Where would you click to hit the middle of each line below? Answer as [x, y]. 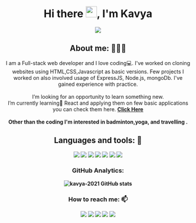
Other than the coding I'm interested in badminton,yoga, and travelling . [98, 122]
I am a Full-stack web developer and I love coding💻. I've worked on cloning [98, 63]
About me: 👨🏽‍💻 [98, 48]
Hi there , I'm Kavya [98, 14]
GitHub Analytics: [98, 170]
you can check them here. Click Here [98, 109]
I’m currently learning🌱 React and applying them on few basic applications [98, 103]
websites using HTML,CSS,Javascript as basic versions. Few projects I [98, 72]
